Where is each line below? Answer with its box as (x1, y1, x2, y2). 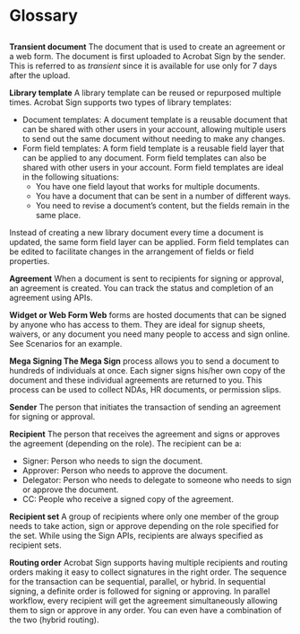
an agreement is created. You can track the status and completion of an (9, 282, 274, 293)
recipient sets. (9, 540, 62, 550)
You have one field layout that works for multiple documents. (35, 181, 261, 191)
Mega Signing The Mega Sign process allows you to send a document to (9, 356, 279, 366)
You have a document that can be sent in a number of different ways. (35, 190, 291, 201)
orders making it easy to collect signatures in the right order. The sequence (9, 567, 287, 577)
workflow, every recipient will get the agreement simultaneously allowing (9, 594, 278, 606)
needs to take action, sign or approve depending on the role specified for (9, 520, 279, 531)
